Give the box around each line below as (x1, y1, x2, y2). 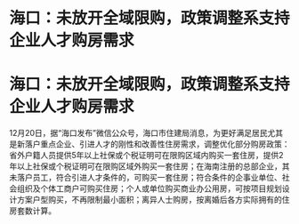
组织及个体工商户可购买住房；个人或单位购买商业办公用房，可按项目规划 (16, 183, 282, 194)
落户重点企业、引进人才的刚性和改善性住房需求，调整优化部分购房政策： (24, 139, 290, 149)
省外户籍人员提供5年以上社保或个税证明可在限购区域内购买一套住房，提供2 (9, 150, 284, 161)
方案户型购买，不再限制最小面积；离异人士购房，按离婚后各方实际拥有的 (16, 195, 282, 205)
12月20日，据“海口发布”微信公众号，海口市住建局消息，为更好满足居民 (9, 128, 268, 139)
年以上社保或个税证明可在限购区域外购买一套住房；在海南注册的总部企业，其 (9, 161, 290, 172)
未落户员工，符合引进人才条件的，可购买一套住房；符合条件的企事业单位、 (9, 172, 282, 183)
